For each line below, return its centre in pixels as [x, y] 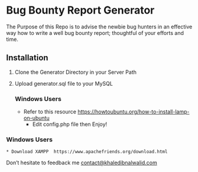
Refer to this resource [50, 112]
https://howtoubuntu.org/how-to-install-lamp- [134, 112]
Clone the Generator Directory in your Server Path [76, 72]
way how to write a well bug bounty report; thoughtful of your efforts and [95, 33]
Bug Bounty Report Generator [80, 10]
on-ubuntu [36, 118]
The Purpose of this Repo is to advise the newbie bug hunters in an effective [99, 27]
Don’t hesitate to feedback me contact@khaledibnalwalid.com [82, 163]
